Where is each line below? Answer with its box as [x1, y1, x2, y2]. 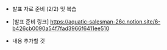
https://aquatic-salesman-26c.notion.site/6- [50, 18, 161, 25]
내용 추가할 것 [12, 37, 45, 44]
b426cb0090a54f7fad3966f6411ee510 [12, 25, 110, 32]
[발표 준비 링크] [12, 18, 49, 25]
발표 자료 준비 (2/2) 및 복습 [12, 5, 77, 12]
